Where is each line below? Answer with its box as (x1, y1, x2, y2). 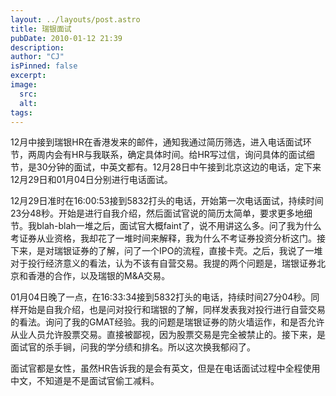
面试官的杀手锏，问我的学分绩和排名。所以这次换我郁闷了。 (10, 341, 256, 353)
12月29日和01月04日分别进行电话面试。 (10, 174, 173, 186)
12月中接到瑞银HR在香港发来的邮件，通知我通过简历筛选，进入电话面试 (10, 136, 303, 148)
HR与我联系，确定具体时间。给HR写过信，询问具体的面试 (71, 149, 307, 161)
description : (10, 42, 65, 53)
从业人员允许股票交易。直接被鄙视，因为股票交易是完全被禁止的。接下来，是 (10, 329, 326, 341)
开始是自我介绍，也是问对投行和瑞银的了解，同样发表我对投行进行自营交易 (18, 304, 326, 316)
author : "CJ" (10, 52, 65, 62)
